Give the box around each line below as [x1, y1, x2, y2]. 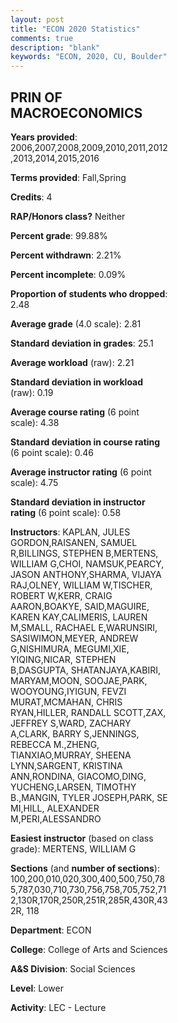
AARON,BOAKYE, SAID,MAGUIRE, [10, 600, 150, 612]
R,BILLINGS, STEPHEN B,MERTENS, [10, 547, 159, 559]
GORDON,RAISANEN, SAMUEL [10, 536, 138, 548]
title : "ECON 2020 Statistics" [10, 24, 141, 34]
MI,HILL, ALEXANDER [10, 802, 100, 814]
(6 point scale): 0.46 [10, 446, 94, 458]
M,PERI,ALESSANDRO [10, 812, 102, 825]
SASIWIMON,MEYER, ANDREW [10, 632, 139, 644]
